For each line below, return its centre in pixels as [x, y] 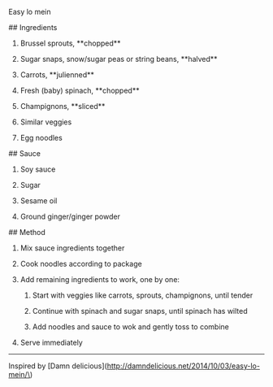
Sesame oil [39, 201]
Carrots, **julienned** [57, 75]
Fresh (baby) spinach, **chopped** [80, 90]
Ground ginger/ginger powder [70, 216]
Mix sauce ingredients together [72, 248]
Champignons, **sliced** [63, 106]
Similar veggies [46, 122]
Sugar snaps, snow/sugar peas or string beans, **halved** [119, 59]
